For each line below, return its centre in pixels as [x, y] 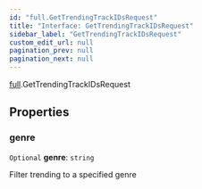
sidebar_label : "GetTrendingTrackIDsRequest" [95, 34]
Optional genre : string [52, 157]
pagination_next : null [51, 59]
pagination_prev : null [51, 51]
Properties [39, 112]
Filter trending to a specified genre [73, 174]
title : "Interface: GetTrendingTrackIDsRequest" [101, 26]
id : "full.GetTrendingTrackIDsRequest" [84, 17]
